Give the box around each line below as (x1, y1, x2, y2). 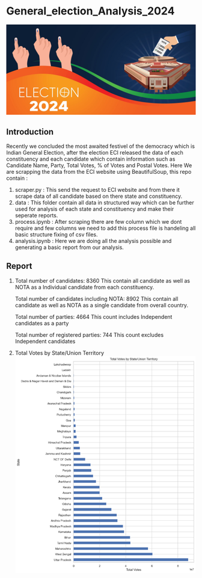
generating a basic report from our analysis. (14, 244, 124, 251)
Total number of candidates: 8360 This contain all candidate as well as (14, 277, 191, 284)
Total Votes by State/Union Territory (14, 349, 104, 356)
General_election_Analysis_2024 (6, 4, 175, 18)
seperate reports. (14, 212, 58, 219)
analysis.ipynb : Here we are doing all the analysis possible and (14, 237, 172, 244)
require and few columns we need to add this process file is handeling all (14, 224, 196, 232)
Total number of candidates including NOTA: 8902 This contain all (14, 295, 179, 302)
